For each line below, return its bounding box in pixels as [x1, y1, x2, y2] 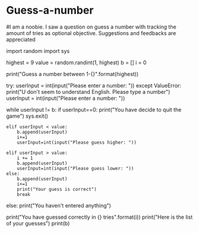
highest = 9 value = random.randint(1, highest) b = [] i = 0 [6, 59, 147, 66]
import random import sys [6, 47, 70, 54]
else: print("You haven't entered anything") [6, 201, 112, 209]
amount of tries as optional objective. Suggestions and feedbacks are [6, 29, 176, 36]
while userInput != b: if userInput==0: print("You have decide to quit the [6, 106, 182, 113]
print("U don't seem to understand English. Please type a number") [6, 88, 170, 95]
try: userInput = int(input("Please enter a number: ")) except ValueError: [6, 81, 182, 89]
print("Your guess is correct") [17, 186, 97, 192]
